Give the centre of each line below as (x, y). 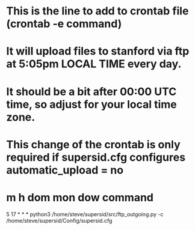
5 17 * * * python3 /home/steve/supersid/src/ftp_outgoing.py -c (85, 214)
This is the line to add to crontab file (97, 11)
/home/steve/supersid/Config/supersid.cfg (59, 220)
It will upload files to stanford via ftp (98, 51)
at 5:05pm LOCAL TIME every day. (94, 64)
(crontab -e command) (64, 24)
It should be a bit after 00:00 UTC (91, 92)
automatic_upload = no (65, 170)
